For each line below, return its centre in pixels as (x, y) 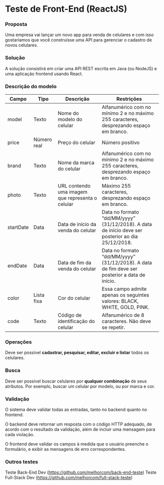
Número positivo (121, 142)
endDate (17, 266)
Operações (19, 342)
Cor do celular (74, 298)
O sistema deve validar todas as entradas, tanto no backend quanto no (76, 409)
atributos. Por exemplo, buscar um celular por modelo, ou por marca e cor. (80, 386)
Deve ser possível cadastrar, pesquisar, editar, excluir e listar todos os (77, 353)
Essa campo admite (124, 289)
